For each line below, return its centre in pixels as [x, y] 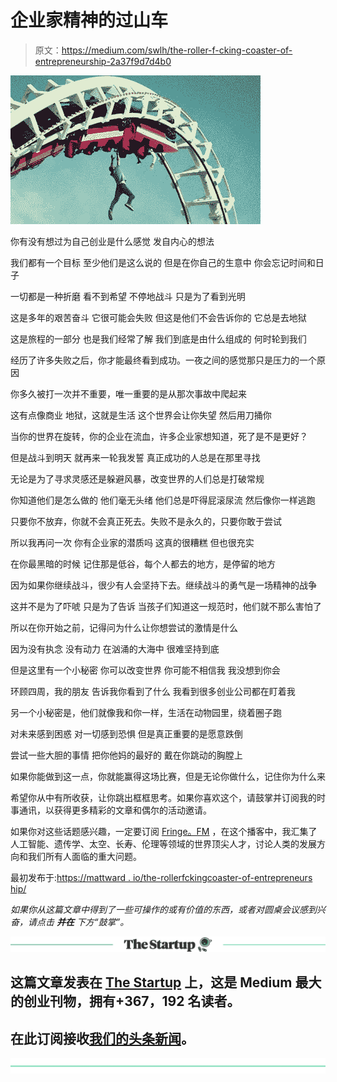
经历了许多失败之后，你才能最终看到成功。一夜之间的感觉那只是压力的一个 [163, 360]
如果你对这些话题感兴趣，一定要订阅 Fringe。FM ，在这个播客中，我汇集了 [164, 831]
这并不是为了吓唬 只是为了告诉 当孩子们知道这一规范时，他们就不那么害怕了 [166, 606]
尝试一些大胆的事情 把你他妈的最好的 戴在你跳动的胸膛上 [126, 755]
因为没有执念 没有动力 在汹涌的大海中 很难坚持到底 [115, 648]
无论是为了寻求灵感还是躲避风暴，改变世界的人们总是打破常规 [137, 478]
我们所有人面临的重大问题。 [84, 856]
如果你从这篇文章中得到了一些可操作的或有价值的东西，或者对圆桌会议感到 [163, 909]
